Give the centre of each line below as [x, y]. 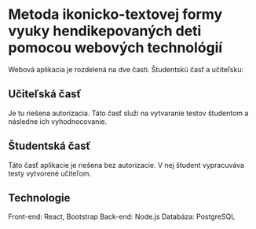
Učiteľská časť [45, 95]
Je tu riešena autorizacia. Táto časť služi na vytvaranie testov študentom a [128, 113]
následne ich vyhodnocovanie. [58, 121]
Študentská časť [49, 146]
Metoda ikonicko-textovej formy [115, 15]
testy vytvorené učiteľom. [50, 173]
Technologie [39, 198]
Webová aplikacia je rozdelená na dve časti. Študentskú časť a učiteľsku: [126, 69]
